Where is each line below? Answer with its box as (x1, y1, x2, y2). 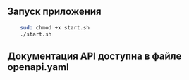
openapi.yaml (7, 61, 69, 73)
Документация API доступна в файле (7, 50, 182, 62)
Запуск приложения (7, 6, 102, 18)
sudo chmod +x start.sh (20, 24, 90, 31)
